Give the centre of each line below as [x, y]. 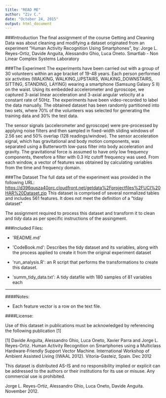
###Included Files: [24, 228]
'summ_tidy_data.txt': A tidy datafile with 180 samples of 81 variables [82, 277]
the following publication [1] [33, 331]
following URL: [20, 183]
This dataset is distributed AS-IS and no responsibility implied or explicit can [83, 366]
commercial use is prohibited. [35, 376]
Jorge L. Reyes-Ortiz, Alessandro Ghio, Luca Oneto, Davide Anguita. [75, 386]
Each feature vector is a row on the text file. [57, 306]
